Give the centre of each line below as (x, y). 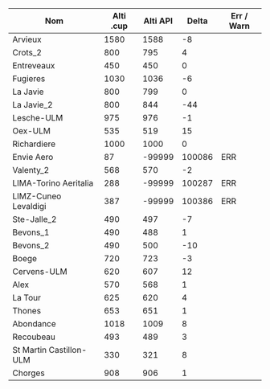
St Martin (30, 350)
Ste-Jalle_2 (35, 219)
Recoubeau (34, 337)
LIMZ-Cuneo (37, 196)
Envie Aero (33, 157)
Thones (27, 311)
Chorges (29, 373)
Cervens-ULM (40, 271)
